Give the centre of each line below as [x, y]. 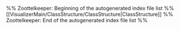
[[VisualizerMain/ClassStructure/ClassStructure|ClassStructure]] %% [90, 14]
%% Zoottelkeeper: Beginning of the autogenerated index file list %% [90, 8]
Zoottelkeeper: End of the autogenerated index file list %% [77, 20]
